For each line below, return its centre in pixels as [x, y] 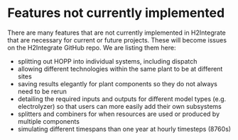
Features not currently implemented [116, 13]
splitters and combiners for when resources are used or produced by [119, 114]
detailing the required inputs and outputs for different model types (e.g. [122, 99]
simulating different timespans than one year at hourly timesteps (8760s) [124, 129]
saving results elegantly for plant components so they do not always [118, 83]
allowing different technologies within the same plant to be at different [120, 69]
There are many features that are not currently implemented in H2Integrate [117, 33]
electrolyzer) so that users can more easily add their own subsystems [119, 106]
